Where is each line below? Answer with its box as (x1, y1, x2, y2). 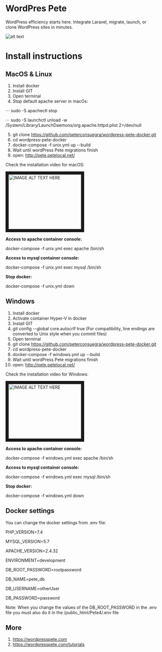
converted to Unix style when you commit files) (12, 331, 107, 337)
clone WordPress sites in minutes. (5, 24, 73, 30)
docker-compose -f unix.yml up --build (12, 142, 91, 148)
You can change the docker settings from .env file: (5, 519, 106, 525)
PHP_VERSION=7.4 (5, 529, 43, 535)
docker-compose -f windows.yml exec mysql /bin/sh (5, 474, 111, 480)
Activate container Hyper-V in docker (12, 315, 87, 321)
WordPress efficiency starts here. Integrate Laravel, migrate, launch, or (5, 19, 147, 25)
